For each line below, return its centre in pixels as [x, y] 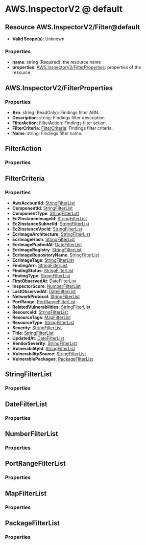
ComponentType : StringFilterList [46, 213]
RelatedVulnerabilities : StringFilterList [51, 307]
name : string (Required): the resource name [57, 62]
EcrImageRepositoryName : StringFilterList [56, 255]
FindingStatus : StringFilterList [43, 271]
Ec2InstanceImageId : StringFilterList [49, 218]
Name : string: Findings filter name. [47, 133]
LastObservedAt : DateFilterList [44, 291]
